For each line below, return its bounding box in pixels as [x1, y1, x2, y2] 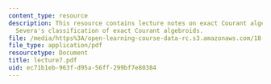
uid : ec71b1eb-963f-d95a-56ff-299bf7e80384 [8, 64, 157, 72]
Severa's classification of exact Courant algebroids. [15, 26, 204, 34]
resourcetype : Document [8, 49, 89, 57]
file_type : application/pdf [8, 42, 103, 50]
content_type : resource [8, 11, 89, 20]
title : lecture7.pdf [8, 57, 78, 65]
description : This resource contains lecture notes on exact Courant [8, 19, 248, 27]
